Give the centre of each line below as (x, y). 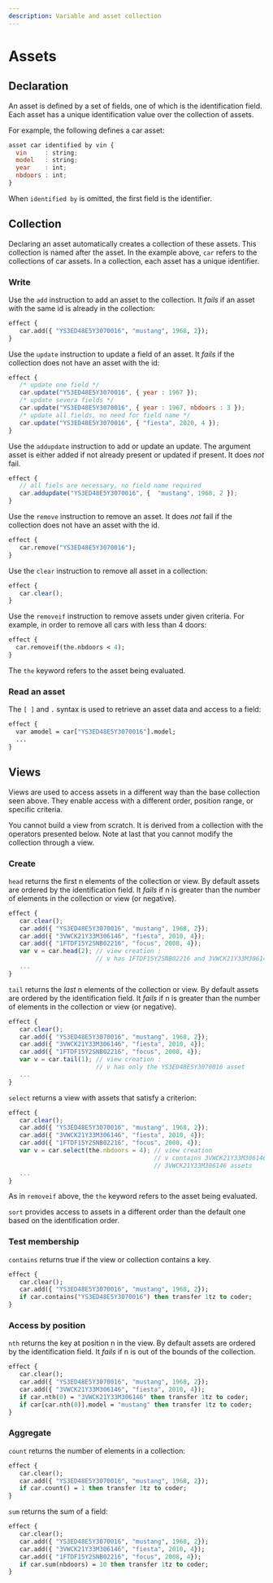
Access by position (47, 1325)
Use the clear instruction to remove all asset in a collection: (108, 571)
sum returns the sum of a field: (58, 1511)
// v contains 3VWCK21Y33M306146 (210, 1158)
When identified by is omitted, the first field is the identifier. (110, 198)
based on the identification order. (64, 1221)
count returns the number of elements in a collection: (97, 1450)
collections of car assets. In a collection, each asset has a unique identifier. (134, 260)
